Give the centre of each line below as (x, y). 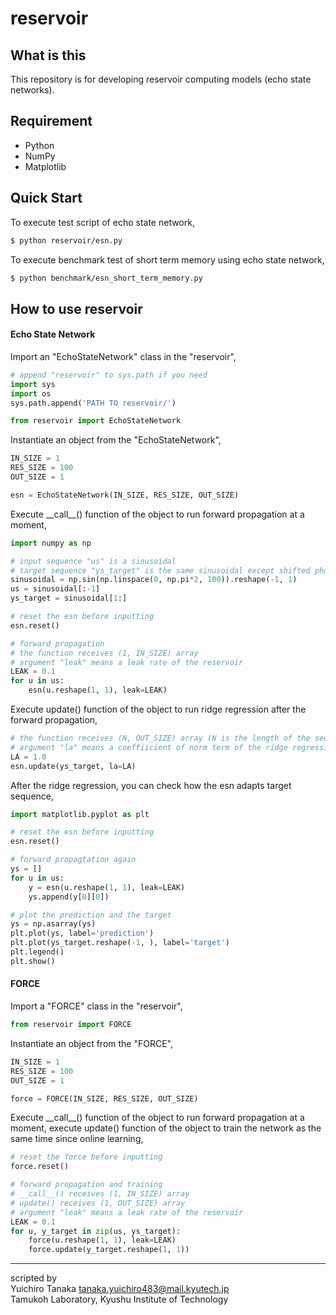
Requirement (51, 121)
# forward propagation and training (86, 1185)
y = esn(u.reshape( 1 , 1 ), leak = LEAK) (107, 887)
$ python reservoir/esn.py (66, 240)
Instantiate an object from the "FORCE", (92, 1043)
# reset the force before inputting (86, 1157)
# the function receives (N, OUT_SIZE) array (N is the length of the (160, 738)
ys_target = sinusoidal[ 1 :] (69, 598)
